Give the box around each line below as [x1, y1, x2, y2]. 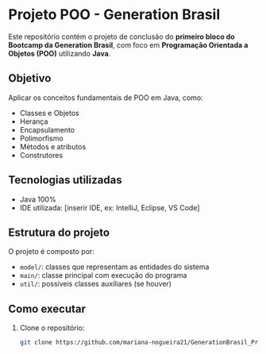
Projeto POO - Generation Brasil [8, 6, 221, 24]
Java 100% [19, 194, 57, 204]
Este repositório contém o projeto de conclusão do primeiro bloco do [8, 32, 236, 41]
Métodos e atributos [19, 141, 87, 152]
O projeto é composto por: [8, 247, 95, 256]
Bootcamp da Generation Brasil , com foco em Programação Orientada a [8, 40, 249, 49]
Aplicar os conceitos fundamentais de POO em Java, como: [8, 93, 204, 102]
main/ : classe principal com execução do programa [19, 271, 187, 280]
